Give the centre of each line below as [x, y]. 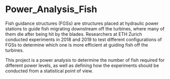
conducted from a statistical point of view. [49, 71]
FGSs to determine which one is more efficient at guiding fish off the [77, 45]
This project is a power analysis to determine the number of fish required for [85, 60]
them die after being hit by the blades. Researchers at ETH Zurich [74, 34]
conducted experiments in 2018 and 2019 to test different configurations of [84, 39]
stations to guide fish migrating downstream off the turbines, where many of [85, 28]
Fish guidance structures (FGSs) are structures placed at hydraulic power [82, 23]
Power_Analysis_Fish [51, 9]
